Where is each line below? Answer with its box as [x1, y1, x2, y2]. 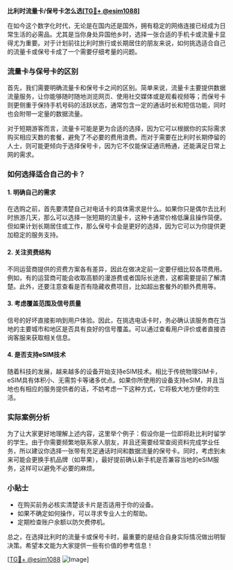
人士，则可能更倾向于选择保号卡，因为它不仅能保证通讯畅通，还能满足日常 [7, 142, 220, 150]
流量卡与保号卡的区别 [7, 66, 78, 76]
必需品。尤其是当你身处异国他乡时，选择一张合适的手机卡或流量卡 [31, 31, 220, 38]
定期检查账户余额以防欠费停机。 [17, 517, 109, 526]
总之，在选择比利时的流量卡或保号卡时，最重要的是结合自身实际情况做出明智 [7, 533, 226, 541]
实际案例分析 [7, 412, 51, 422]
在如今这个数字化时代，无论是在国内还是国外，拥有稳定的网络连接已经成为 [7, 22, 220, 30]
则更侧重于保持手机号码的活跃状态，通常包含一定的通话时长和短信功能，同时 [7, 101, 226, 110]
